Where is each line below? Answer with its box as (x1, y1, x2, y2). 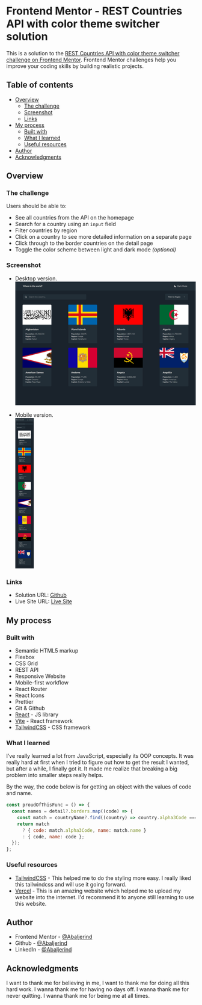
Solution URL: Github (14, 591, 67, 599)
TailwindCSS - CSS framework (14, 724, 91, 731)
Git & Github (14, 704, 45, 711)
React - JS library (14, 711, 59, 718)
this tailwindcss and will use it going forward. (14, 881, 127, 888)
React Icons (14, 692, 45, 699)
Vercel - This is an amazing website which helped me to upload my (14, 887, 182, 894)
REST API (14, 666, 39, 673)
